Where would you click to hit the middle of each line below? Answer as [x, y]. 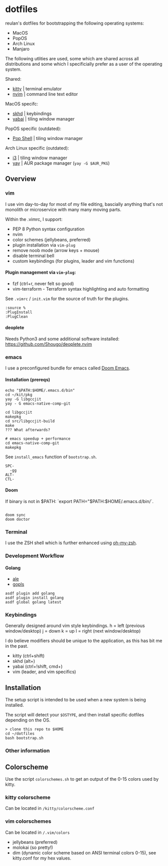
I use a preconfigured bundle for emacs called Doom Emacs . [68, 368]
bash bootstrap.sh [24, 738]
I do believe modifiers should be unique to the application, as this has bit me [84, 641]
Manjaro [21, 49]
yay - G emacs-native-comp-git [38, 403]
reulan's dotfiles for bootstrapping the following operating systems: [75, 23]
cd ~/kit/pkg [19, 395]
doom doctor [18, 519]
